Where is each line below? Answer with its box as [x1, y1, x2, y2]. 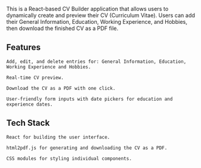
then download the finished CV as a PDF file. [6, 24, 119, 32]
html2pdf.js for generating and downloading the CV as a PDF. [6, 145, 167, 151]
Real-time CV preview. [6, 75, 64, 81]
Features [6, 42, 41, 53]
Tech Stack [6, 118, 50, 128]
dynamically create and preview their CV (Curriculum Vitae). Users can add [6, 12, 196, 19]
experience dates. [6, 101, 53, 108]
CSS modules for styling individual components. [6, 155, 132, 161]
